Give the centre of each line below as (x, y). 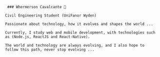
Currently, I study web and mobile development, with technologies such (80, 33)
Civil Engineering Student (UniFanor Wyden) (51, 16)
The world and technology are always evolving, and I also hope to (75, 45)
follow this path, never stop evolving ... (50, 50)
